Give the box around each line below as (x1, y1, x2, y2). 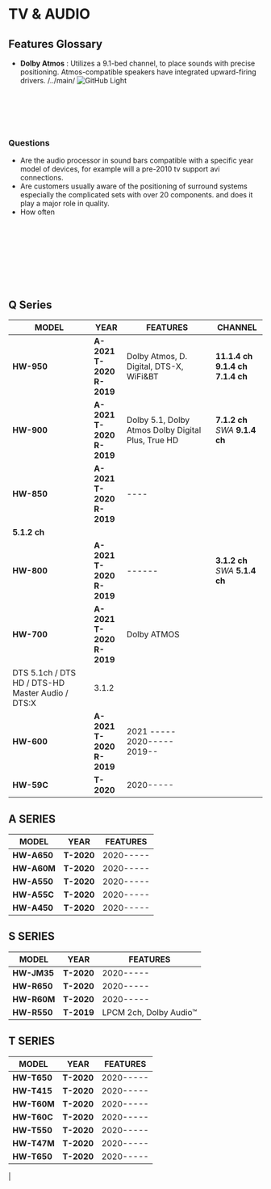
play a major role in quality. (19, 199, 110, 209)
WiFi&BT (126, 371, 159, 383)
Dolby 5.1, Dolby (126, 414, 190, 425)
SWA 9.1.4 (215, 425, 256, 436)
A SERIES (8, 812, 56, 826)
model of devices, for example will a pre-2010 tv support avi (19, 164, 220, 174)
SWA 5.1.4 (215, 565, 256, 577)
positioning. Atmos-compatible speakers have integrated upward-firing (19, 67, 256, 77)
